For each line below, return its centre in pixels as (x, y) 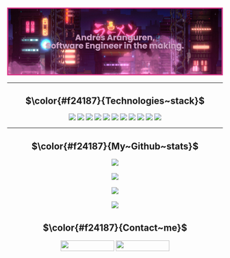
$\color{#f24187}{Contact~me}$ (115, 227)
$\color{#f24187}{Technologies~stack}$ (115, 101)
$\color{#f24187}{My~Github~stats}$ (115, 146)
